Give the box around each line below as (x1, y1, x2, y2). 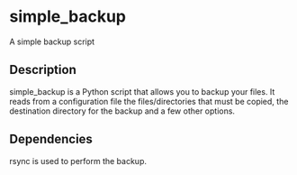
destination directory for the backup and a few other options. (9, 106, 236, 116)
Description (9, 62, 76, 78)
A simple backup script (9, 36, 95, 47)
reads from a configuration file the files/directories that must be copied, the (9, 96, 289, 106)
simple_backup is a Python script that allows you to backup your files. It (9, 86, 275, 97)
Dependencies (9, 132, 93, 147)
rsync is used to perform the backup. (9, 155, 147, 166)
